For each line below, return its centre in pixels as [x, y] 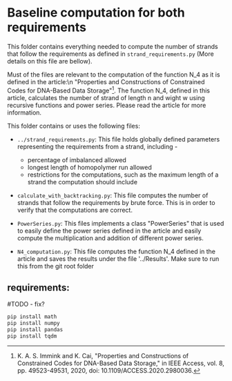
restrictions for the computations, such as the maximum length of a [123, 175]
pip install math [32, 317]
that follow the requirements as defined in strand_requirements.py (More [110, 54]
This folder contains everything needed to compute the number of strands [113, 46]
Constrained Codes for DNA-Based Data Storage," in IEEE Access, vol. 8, [120, 363]
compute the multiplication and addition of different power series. [110, 238]
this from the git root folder [56, 266]
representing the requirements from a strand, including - [97, 146]
